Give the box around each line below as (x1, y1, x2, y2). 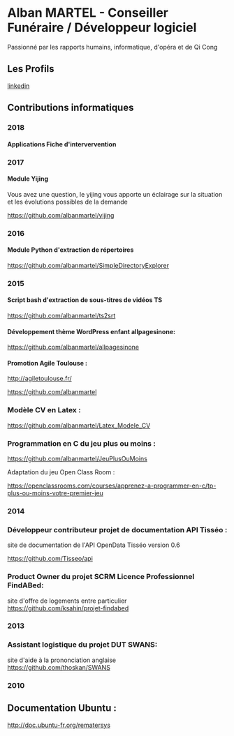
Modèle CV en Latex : (7, 405, 82, 415)
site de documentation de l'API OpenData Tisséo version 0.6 (7, 541, 180, 549)
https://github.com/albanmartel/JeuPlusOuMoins (7, 455, 148, 463)
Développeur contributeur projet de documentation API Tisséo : (7, 525, 228, 534)
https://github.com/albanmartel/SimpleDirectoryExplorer (7, 261, 170, 269)
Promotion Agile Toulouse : (7, 359, 87, 367)
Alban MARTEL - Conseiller (7, 5, 169, 21)
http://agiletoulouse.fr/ (7, 375, 72, 383)
